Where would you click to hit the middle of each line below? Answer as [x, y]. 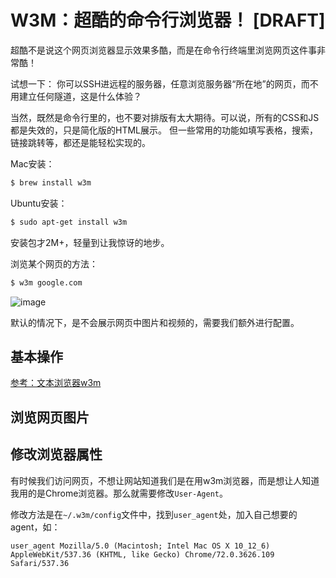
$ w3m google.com [46, 282]
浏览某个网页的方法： [54, 263]
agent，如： [35, 527]
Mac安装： [32, 163]
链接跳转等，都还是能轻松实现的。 [80, 142]
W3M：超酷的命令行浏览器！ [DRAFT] [168, 20]
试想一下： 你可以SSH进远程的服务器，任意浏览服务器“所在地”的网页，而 [160, 83]
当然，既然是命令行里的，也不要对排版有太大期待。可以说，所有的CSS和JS [165, 117]
